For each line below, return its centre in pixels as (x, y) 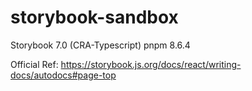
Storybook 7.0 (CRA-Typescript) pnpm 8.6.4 (100, 45)
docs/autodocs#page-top (63, 75)
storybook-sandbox (94, 17)
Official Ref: (34, 64)
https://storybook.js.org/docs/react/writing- (151, 64)
